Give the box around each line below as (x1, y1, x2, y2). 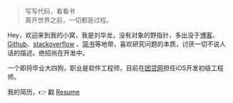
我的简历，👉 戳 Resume (7, 88, 81, 96)
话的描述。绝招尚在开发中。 (7, 49, 89, 57)
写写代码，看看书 (24, 7, 76, 15)
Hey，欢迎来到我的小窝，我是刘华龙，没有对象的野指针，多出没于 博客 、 (7, 31, 219, 39)
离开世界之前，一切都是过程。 (24, 16, 113, 24)
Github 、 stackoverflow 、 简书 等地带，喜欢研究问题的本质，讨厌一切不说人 (7, 40, 227, 48)
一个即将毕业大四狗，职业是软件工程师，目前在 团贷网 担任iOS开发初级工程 (7, 64, 224, 72)
